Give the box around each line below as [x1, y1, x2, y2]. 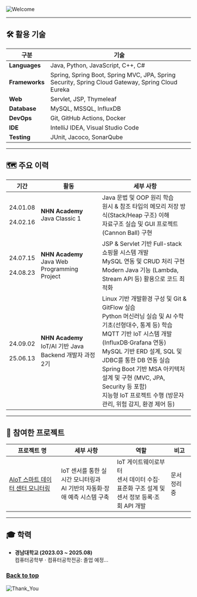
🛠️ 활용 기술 [6, 29, 46, 40]
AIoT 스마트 [9, 476, 40, 484]
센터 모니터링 [16, 485, 50, 493]
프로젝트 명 [18, 446, 47, 455]
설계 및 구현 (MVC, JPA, [102, 373, 165, 381]
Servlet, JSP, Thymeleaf [50, 95, 117, 103]
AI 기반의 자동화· [61, 485, 104, 493]
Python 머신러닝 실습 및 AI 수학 [102, 312, 184, 320]
